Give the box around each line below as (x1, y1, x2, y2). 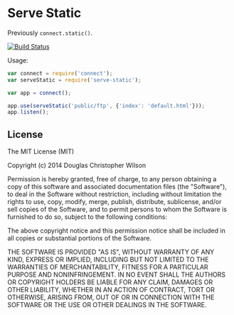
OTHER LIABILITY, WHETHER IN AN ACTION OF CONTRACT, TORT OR (7, 286, 215, 294)
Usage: (7, 55, 28, 65)
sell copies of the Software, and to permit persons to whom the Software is (7, 205, 228, 214)
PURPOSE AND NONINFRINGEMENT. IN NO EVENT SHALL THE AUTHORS (7, 270, 226, 279)
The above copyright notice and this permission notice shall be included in (7, 226, 225, 235)
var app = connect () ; (7, 89, 72, 97)
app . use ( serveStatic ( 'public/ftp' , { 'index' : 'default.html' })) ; (7, 102, 205, 110)
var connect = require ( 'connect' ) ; (7, 70, 113, 77)
